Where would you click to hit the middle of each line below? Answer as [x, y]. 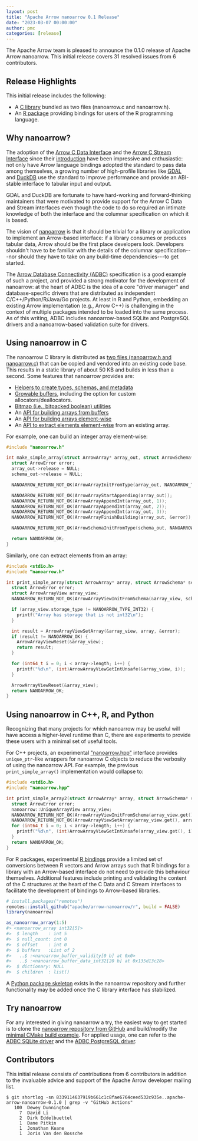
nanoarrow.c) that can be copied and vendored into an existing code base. [97, 363]
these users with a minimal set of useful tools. [62, 741]
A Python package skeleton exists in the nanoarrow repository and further [96, 983]
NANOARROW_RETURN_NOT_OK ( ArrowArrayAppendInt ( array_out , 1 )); [89, 501]
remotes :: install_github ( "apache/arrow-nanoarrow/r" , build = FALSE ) [93, 907]
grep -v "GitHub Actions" [101, 1102]
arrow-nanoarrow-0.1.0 [34, 1102]
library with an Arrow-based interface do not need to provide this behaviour [98, 872]
